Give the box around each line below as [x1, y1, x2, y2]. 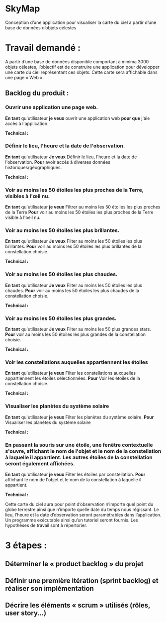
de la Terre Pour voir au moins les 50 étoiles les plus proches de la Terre [5, 209, 154, 215]
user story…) [5, 609, 46, 618]
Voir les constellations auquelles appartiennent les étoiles [5, 359, 148, 366]
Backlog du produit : [5, 89, 69, 98]
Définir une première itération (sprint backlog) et [5, 576, 159, 585]
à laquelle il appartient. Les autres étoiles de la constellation [5, 454, 153, 461]
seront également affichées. [5, 460, 76, 467]
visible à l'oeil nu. [5, 214, 41, 220]
